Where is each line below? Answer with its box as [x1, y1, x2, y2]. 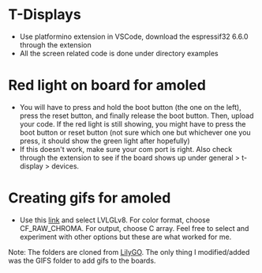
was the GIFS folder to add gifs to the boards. [8, 256, 156, 265]
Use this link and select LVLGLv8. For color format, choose [19, 215, 211, 225]
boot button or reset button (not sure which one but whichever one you [19, 127, 251, 137]
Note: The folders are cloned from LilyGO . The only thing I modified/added [8, 247, 250, 256]
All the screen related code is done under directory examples [19, 48, 219, 58]
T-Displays [8, 6, 81, 24]
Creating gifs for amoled [8, 189, 171, 207]
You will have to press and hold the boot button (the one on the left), [19, 102, 242, 112]
